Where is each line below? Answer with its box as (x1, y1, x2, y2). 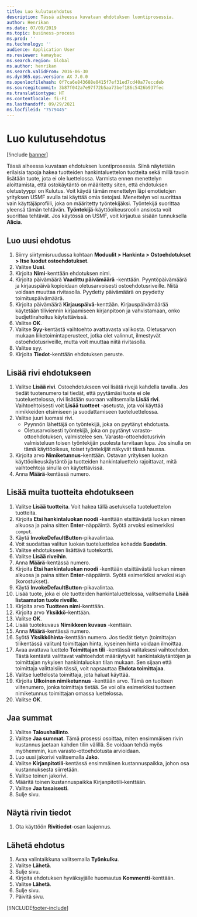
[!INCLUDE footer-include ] (6, 905, 69, 912)
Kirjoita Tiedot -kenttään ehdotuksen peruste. (15, 351, 125, 358)
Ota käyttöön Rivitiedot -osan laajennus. (15, 823, 112, 830)
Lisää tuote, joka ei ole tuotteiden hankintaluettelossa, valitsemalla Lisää (15, 590, 189, 597)
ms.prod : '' (6, 36, 36, 42)
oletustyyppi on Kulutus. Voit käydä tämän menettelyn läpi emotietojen (6, 188, 176, 195)
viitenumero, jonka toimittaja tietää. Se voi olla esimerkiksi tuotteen (15, 683, 176, 690)
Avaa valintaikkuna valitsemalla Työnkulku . (15, 856, 119, 863)
